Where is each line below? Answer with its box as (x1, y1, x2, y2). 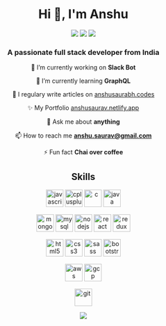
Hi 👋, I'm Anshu (38, 6, 128, 22)
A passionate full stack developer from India (7, 47, 160, 57)
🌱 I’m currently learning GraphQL (35, 76, 131, 85)
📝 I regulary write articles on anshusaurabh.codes (12, 90, 155, 99)
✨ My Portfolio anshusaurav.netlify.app (27, 104, 140, 112)
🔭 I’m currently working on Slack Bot (31, 63, 136, 72)
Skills (71, 170, 96, 183)
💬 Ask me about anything (46, 117, 121, 126)
